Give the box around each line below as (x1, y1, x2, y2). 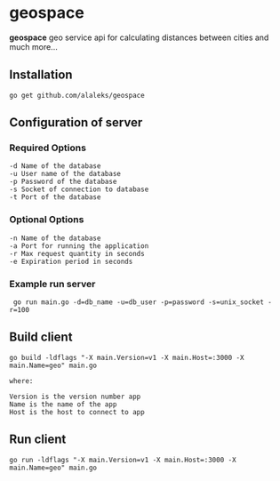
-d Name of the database (9, 162, 101, 171)
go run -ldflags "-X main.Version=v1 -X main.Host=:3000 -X (9, 455, 237, 464)
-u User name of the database (9, 170, 122, 179)
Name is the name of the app (9, 399, 117, 409)
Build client (9, 330, 73, 345)
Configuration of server (9, 115, 143, 131)
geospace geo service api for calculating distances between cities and (9, 32, 269, 43)
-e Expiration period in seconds (9, 257, 133, 266)
